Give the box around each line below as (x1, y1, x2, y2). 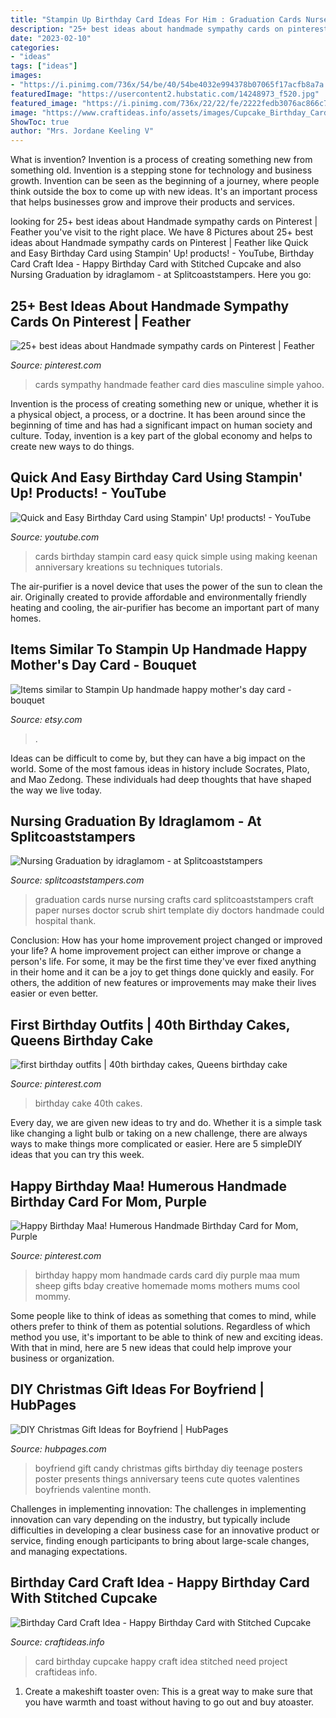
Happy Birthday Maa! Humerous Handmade (10, 1177, 288, 1195)
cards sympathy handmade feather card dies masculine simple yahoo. (34, 378, 325, 390)
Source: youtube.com (10, 531, 100, 543)
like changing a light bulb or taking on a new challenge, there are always (10, 1127, 308, 1140)
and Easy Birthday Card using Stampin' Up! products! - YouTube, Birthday (10, 247, 315, 260)
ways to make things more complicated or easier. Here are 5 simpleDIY (10, 1138, 303, 1150)
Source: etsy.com (10, 713, 83, 725)
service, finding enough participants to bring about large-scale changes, (10, 1534, 310, 1546)
